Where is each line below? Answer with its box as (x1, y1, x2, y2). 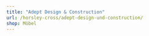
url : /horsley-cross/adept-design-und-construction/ (6, 15, 144, 21)
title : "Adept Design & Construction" (6, 9, 105, 15)
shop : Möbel (6, 20, 37, 26)
